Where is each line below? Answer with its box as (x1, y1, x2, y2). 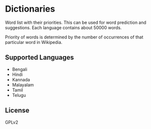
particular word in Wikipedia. (5, 39, 63, 45)
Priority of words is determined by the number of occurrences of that (5, 34, 144, 40)
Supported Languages (5, 54, 74, 62)
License (5, 106, 30, 115)
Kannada (12, 76, 30, 82)
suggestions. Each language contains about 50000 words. (5, 24, 122, 30)
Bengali (12, 66, 28, 72)
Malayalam (12, 82, 34, 88)
